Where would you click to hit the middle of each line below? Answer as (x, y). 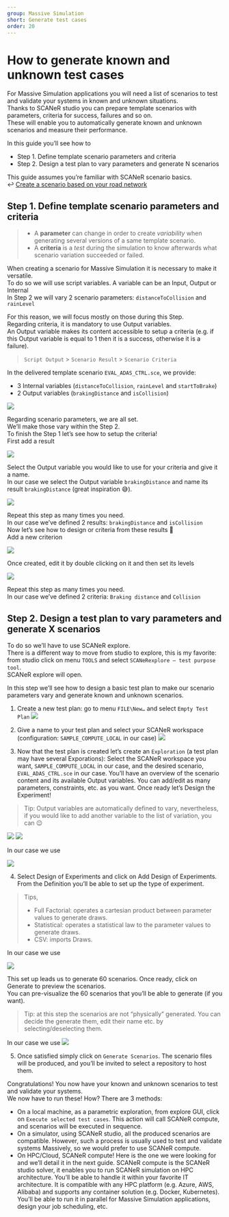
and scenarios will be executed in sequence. (80, 1126)
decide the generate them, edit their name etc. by (94, 1021)
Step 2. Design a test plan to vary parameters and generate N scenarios (118, 164)
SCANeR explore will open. (45, 674)
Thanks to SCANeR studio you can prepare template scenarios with (102, 108)
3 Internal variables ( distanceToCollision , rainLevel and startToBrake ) (117, 386)
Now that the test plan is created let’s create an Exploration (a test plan (118, 751)
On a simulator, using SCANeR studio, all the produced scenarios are (113, 1133)
